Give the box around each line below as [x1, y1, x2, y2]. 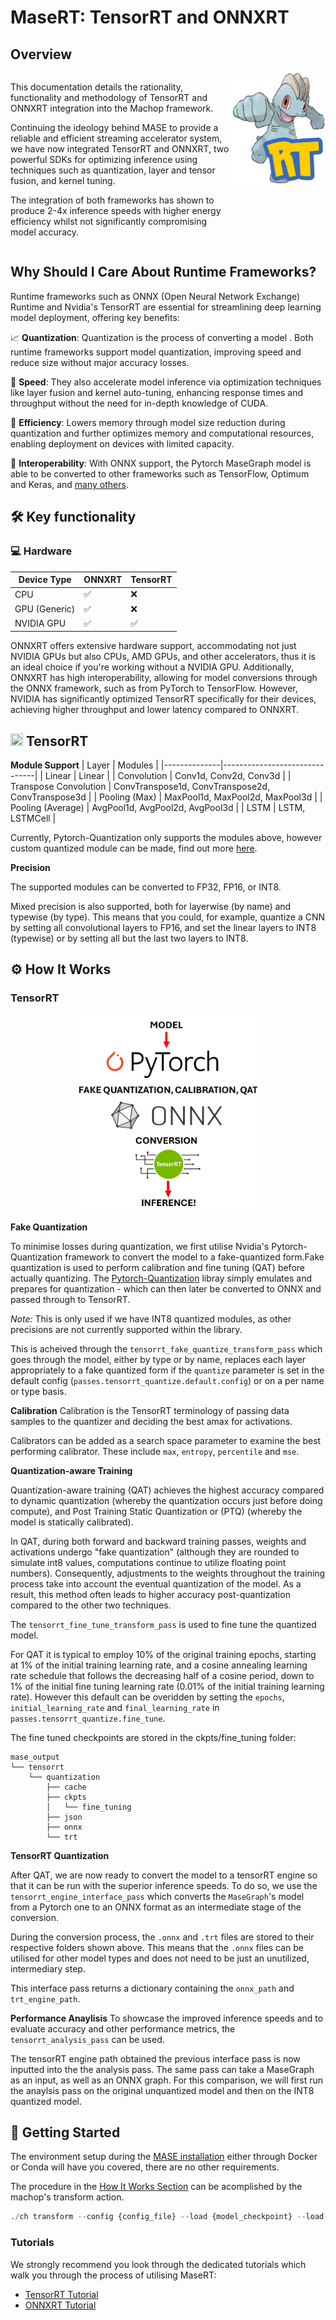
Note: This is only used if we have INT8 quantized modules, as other [10, 1312, 292, 1325]
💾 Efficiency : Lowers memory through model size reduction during [10, 416, 286, 428]
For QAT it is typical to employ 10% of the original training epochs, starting [10, 1648, 317, 1660]
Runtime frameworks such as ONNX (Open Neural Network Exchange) [10, 290, 301, 302]
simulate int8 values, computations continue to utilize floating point [10, 1556, 287, 1568]
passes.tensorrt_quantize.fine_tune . [10, 1712, 166, 1724]
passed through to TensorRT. [10, 1293, 131, 1305]
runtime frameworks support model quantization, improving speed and [10, 346, 302, 358]
